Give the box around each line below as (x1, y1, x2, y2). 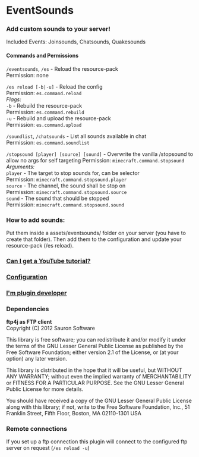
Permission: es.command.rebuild (6, 108, 84, 115)
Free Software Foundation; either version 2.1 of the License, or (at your (6, 349, 179, 356)
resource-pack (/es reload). (6, 242, 74, 249)
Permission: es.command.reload (6, 89, 82, 96)
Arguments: (6, 163, 35, 170)
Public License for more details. (6, 386, 84, 393)
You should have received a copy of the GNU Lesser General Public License (6, 397, 192, 405)
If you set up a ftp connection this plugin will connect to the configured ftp (6, 438, 188, 445)
